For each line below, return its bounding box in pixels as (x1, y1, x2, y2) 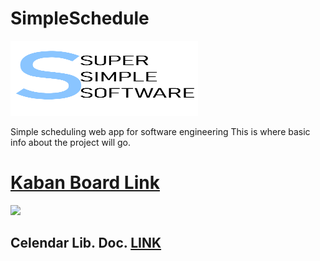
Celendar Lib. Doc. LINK (10, 235, 162, 252)
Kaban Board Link (10, 172, 160, 194)
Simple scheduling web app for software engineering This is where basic (10, 125, 311, 137)
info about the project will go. (10, 136, 132, 148)
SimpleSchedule (10, 7, 150, 30)
